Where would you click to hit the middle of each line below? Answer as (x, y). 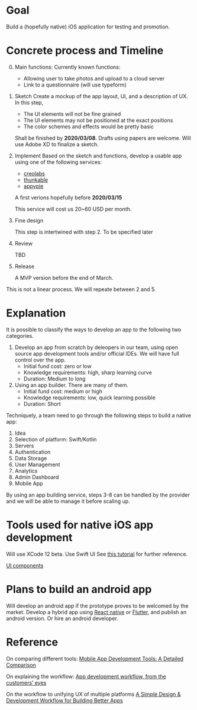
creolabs (34, 173)
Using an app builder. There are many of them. (71, 385)
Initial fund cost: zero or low (57, 366)
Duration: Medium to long (54, 379)
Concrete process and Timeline (85, 51)
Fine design (29, 220)
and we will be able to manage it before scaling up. (68, 501)
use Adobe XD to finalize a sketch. (56, 144)
